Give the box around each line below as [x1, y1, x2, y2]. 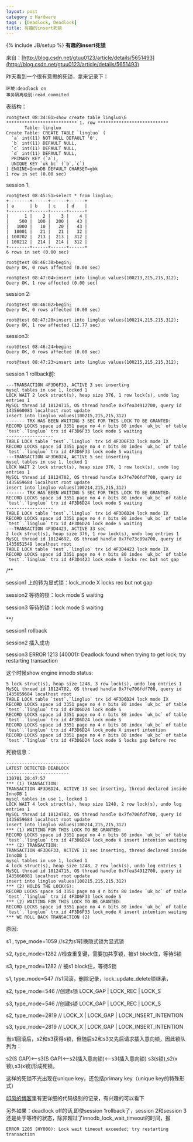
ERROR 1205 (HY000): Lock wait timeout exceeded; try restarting [6, 1126, 168, 1133]
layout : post [6, 8, 38, 15]
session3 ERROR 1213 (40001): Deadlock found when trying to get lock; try [6, 651, 186, 658]
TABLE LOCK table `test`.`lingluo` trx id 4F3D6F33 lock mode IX [6, 438, 168, 445]
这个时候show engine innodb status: [6, 670, 94, 677]
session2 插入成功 [6, 639, 50, 646]
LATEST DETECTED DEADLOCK [6, 765, 69, 772]
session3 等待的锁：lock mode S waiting [6, 604, 104, 611]
